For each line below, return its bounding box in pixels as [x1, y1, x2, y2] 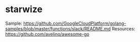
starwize [5, 4, 43, 15]
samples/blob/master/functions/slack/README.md [5, 25, 111, 31]
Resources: [112, 25, 135, 31]
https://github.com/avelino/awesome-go [5, 31, 89, 37]
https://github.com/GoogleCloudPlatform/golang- [23, 20, 126, 26]
